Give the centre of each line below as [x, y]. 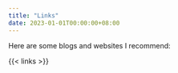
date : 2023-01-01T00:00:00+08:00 [64, 23]
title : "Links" [34, 15]
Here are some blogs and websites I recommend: [89, 45]
